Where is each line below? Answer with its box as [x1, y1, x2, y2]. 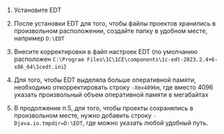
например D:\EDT [13, 34, 65, 42]
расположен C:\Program [13, 55, 85, 63]
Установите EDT [13, 6, 62, 14]
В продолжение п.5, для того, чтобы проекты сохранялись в [13, 104, 193, 112]
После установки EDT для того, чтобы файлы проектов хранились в [13, 19, 216, 27]
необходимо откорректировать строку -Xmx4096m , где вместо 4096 [13, 83, 214, 91]
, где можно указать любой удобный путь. [82, 119, 209, 127]
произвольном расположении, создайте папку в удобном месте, [13, 27, 208, 35]
